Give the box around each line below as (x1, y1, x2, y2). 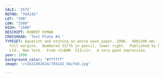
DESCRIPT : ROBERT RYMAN (5, 30, 54, 35)
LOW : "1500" (5, 20, 29, 26)
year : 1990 (5, 52, 27, 58)
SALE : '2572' (5, 7, 32, 12)
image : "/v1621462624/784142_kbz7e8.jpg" (5, 61, 91, 66)
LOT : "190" (5, 16, 27, 21)
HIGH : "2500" (5, 25, 32, 30)
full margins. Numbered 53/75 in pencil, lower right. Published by (9, 43, 156, 48)
